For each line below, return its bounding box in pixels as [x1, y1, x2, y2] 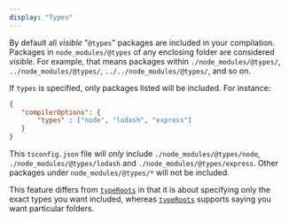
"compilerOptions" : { [20, 108, 101, 117]
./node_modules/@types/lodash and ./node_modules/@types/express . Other [9, 158, 279, 168]
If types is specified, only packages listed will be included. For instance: [9, 82, 271, 93]
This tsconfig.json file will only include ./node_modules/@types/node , [9, 149, 261, 159]
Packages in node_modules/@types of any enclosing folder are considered [9, 46, 275, 57]
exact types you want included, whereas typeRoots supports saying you [9, 194, 272, 204]
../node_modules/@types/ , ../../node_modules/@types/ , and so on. [9, 65, 251, 76]
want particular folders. [9, 203, 95, 213]
